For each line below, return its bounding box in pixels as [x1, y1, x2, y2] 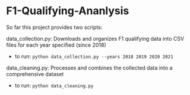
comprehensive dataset [6, 70, 64, 77]
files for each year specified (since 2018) [6, 41, 107, 48]
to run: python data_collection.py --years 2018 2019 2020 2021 [14, 53, 173, 60]
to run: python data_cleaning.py [14, 81, 94, 89]
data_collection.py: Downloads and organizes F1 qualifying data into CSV [6, 35, 185, 42]
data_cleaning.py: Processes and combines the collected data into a [6, 64, 173, 71]
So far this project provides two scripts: [6, 24, 103, 31]
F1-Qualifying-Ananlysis [6, 4, 129, 18]
